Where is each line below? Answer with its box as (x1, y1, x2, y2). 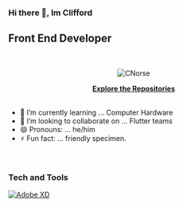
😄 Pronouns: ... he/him (19, 124, 95, 134)
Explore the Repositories (91, 84, 176, 93)
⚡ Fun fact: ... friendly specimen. (19, 133, 127, 143)
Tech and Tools (8, 171, 69, 182)
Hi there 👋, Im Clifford (8, 7, 93, 18)
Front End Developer (8, 32, 112, 45)
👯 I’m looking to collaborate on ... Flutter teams (19, 115, 173, 126)
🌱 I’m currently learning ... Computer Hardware (19, 107, 173, 117)
